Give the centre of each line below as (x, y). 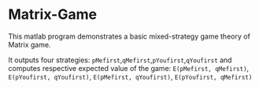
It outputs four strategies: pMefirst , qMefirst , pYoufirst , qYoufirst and (120, 60)
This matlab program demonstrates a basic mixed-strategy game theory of (129, 36)
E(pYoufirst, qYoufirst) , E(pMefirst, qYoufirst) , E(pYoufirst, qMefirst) (130, 76)
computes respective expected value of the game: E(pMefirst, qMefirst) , (129, 68)
